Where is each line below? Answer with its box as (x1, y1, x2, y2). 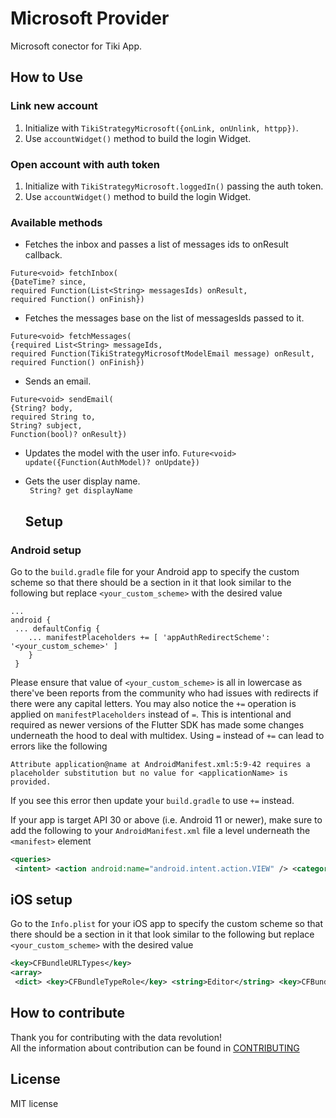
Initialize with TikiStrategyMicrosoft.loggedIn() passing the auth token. (24, 180, 324, 192)
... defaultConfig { (14, 623, 101, 634)
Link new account (10, 99, 98, 113)
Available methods (10, 215, 103, 229)
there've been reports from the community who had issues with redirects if (10, 687, 319, 699)
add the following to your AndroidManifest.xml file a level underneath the (10, 824, 311, 836)
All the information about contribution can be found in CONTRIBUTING (10, 1042, 300, 1054)
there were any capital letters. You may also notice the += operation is (10, 697, 297, 709)
